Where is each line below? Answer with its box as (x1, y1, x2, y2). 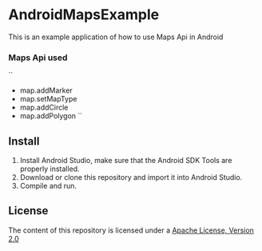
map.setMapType (19, 94, 77, 104)
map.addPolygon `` (19, 111, 83, 121)
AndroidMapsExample (8, 6, 160, 24)
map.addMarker (19, 86, 73, 95)
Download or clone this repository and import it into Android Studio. (19, 173, 243, 182)
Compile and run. (19, 181, 77, 191)
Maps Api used (8, 52, 68, 63)
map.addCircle (19, 102, 69, 113)
